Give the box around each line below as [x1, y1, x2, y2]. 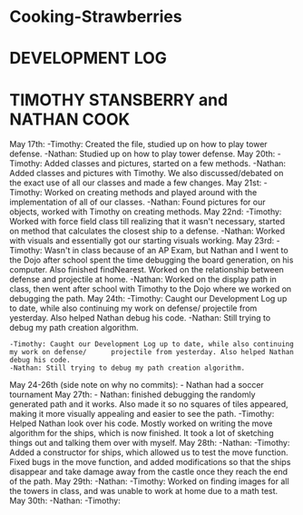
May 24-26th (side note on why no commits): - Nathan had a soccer [9, 380, 265, 391]
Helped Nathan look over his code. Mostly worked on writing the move [9, 418, 273, 429]
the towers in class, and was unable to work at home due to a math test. [9, 486, 279, 497]
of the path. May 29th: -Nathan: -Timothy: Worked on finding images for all [9, 476, 289, 487]
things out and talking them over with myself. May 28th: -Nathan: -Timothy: [9, 438, 290, 449]
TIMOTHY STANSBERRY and [9, 89, 229, 110]
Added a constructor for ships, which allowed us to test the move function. [9, 447, 288, 458]
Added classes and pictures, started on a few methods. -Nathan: [44, 158, 287, 169]
